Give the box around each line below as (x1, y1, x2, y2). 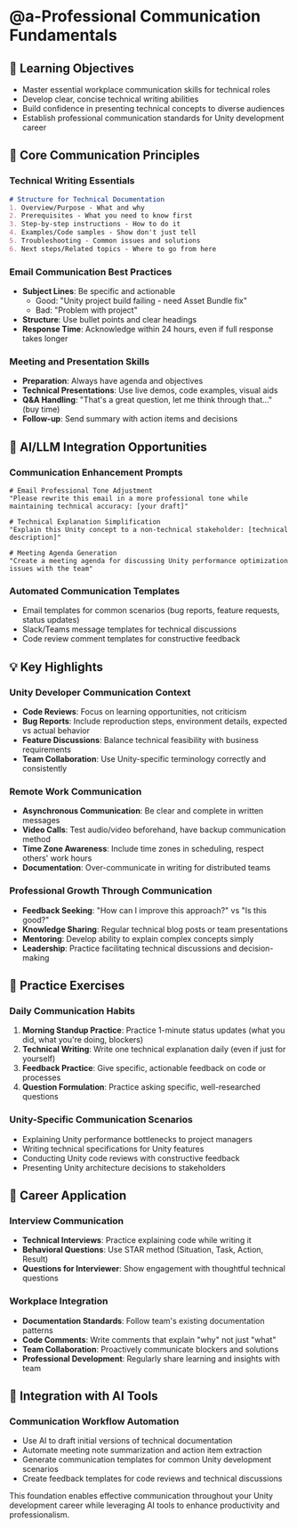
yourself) (21, 1053, 56, 1064)
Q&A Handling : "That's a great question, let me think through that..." (21, 395, 273, 405)
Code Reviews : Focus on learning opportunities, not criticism (21, 707, 247, 717)
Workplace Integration (9, 1295, 108, 1307)
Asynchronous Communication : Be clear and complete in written (21, 805, 264, 816)
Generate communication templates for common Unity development (21, 1454, 272, 1465)
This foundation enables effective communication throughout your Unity (9, 1491, 274, 1501)
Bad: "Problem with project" (35, 305, 138, 315)
